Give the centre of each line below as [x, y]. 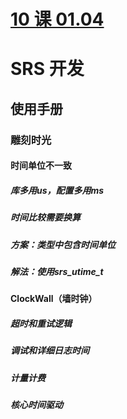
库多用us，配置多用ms [57, 190]
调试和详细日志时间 [50, 351]
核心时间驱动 [36, 405]
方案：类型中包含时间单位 [63, 244]
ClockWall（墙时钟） [54, 299]
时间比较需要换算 [45, 217]
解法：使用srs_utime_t [57, 271]
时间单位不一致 [41, 166]
